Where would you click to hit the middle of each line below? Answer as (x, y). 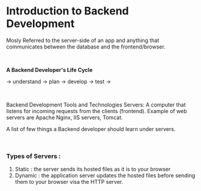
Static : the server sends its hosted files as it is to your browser (93, 169)
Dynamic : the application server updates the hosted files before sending (105, 175)
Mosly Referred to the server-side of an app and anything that (83, 40)
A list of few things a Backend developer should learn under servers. (91, 129)
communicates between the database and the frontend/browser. (86, 47)
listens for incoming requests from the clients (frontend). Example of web (97, 111)
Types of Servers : (34, 156)
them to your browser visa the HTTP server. (69, 182)
